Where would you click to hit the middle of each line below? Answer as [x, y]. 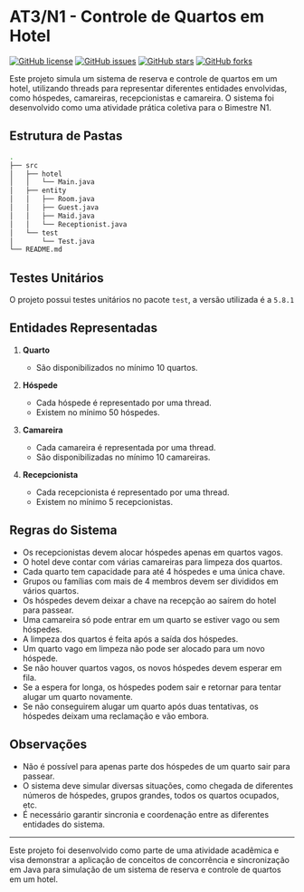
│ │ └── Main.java [52, 182]
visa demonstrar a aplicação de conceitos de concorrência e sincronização [149, 859]
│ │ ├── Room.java [52, 199]
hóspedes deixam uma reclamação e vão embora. [116, 716]
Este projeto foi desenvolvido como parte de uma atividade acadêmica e [144, 850]
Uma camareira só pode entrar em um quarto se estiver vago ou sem [151, 619]
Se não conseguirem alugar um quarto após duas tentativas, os [141, 706]
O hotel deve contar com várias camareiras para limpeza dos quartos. [152, 562]
